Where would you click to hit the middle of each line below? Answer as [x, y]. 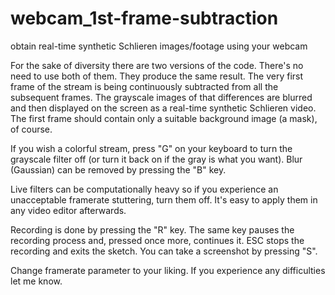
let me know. [36, 281]
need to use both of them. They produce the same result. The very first [157, 76]
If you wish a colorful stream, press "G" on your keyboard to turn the [151, 148]
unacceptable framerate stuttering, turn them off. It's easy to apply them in [164, 199]
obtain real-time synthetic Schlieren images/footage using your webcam [159, 46]
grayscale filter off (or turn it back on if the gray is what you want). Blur [156, 159]
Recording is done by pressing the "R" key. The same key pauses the [152, 229]
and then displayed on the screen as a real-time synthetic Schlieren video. [163, 108]
